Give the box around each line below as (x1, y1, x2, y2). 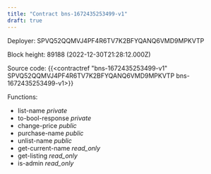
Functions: (7, 93, 38, 101)
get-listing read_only (17, 151, 78, 160)
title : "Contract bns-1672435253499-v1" (7, 10, 128, 18)
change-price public (17, 121, 78, 129)
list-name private (17, 106, 68, 115)
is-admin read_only (17, 158, 74, 167)
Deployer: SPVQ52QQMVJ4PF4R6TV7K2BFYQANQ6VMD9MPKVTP (7, 36, 205, 45)
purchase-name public (17, 129, 84, 137)
